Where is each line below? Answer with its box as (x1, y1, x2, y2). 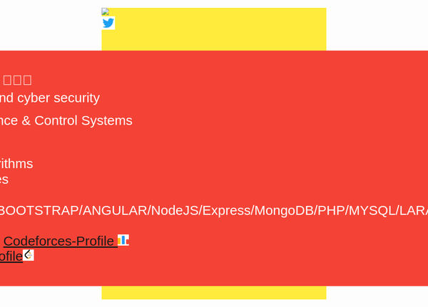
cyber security (16, 90, 100, 105)
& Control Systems (21, 113, 133, 128)
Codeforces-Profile (3, 233, 114, 249)
